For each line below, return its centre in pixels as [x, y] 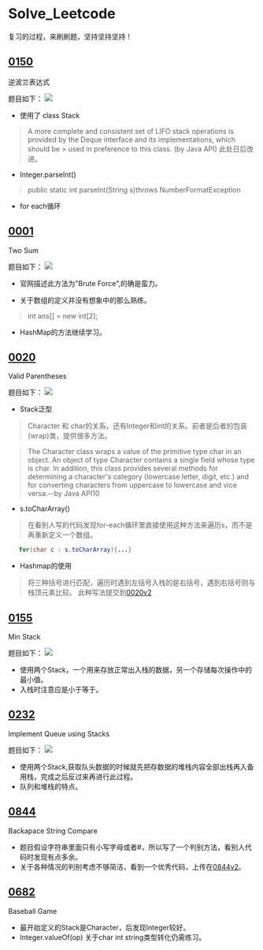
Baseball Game [33, 911]
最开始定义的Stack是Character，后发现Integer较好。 [105, 927]
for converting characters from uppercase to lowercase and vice [132, 485]
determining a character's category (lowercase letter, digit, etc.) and [138, 477]
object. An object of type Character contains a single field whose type [141, 460]
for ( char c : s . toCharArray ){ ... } [75, 550]
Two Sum [24, 250]
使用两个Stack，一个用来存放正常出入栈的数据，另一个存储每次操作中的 [135, 670]
